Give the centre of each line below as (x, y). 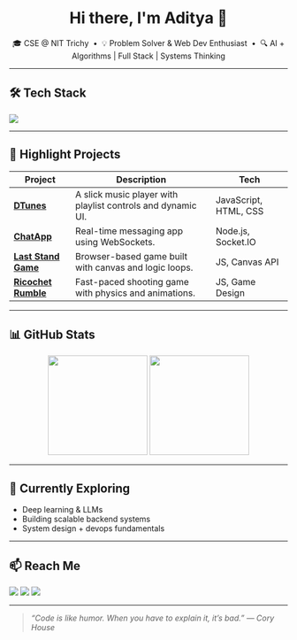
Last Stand (37, 256)
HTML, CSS (240, 211)
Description (141, 179)
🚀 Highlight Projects (65, 154)
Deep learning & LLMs (62, 510)
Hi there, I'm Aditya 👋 (148, 18)
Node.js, (232, 231)
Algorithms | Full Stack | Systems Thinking (148, 56)
